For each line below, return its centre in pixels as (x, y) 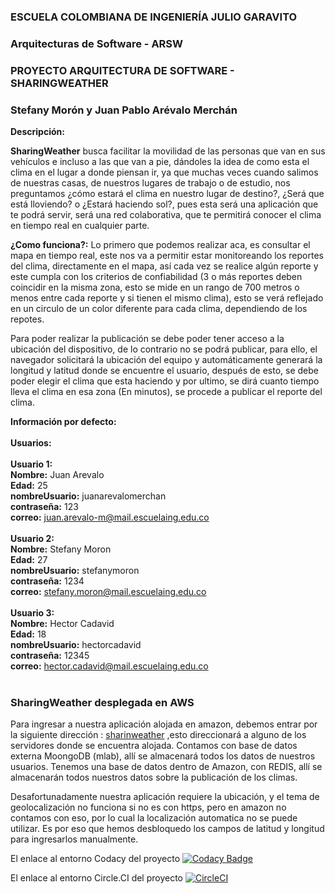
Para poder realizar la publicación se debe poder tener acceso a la (147, 339)
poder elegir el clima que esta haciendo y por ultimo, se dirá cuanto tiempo (165, 381)
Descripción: (37, 132)
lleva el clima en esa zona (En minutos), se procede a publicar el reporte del (166, 392)
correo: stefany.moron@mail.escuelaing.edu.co (108, 592)
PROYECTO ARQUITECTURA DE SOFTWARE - (122, 70)
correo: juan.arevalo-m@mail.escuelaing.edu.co (110, 517)
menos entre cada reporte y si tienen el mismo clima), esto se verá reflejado (167, 298)
